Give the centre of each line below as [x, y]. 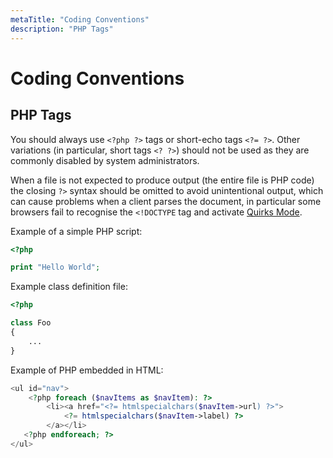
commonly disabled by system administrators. [105, 160]
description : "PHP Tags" [62, 29]
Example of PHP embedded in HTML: [87, 370]
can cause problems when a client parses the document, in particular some [166, 201]
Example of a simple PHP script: [76, 231]
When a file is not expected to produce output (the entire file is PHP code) [162, 180]
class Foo [31, 323]
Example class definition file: [69, 287]
